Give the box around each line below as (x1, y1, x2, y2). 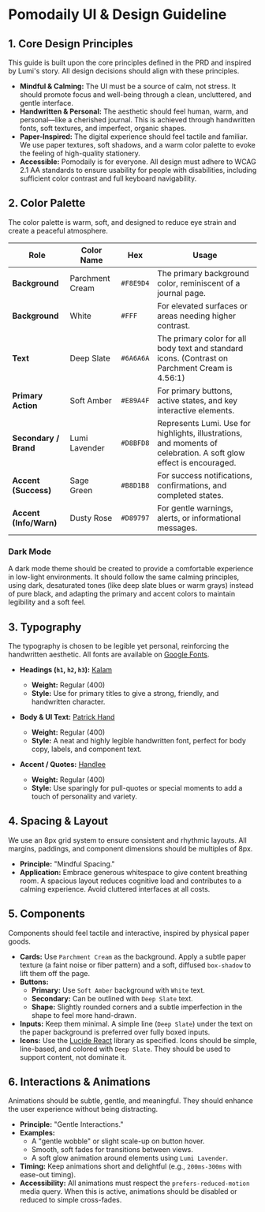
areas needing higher (157, 310, 237, 321)
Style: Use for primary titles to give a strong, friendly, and (31, 688, 219, 698)
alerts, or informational (157, 512, 241, 523)
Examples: (19, 1128, 55, 1138)
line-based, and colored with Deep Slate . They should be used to (19, 1044, 231, 1053)
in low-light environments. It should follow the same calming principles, (8, 572, 240, 582)
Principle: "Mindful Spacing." (19, 858, 116, 869)
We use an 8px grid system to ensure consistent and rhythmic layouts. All (8, 835, 247, 845)
